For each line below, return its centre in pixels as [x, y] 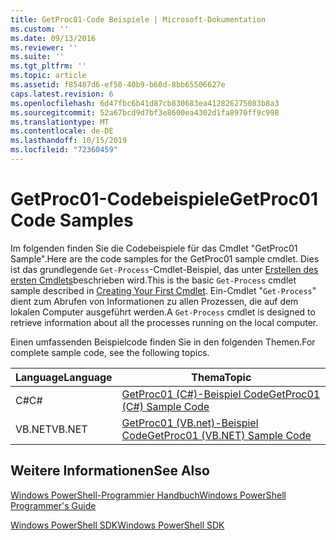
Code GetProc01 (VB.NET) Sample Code [216, 435]
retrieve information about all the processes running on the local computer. [164, 322]
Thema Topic [221, 377]
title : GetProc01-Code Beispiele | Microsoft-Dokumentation [138, 19]
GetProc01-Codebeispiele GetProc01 [164, 199]
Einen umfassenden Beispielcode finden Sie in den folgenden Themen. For [163, 342]
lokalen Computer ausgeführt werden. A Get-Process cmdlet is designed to [163, 312]
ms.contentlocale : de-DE [62, 131]
